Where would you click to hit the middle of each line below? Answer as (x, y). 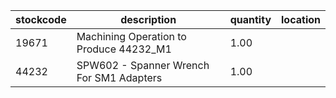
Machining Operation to (131, 36)
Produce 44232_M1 (124, 49)
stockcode (41, 19)
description (148, 19)
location (301, 19)
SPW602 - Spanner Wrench (143, 65)
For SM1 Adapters (119, 77)
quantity (250, 19)
